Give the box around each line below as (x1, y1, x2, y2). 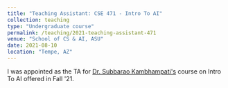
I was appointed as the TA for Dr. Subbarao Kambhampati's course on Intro (7, 67, 222, 76)
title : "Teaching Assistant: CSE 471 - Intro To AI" (7, 10, 163, 17)
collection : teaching (7, 16, 70, 23)
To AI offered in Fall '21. (7, 74, 74, 82)
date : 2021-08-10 (7, 42, 58, 49)
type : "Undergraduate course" (7, 23, 95, 30)
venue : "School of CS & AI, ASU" (7, 36, 104, 43)
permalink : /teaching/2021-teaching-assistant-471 (7, 29, 157, 36)
